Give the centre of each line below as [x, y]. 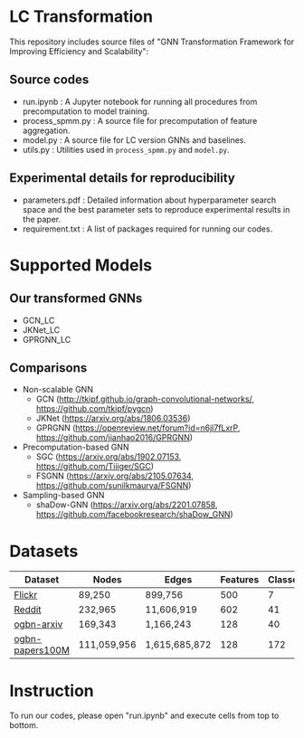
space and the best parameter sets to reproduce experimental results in [156, 209]
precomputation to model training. [86, 111]
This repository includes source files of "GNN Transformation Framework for [152, 42]
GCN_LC [38, 320]
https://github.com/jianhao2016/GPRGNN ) [114, 438]
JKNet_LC [41, 330]
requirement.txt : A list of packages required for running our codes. [147, 229]
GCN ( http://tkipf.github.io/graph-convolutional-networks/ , [145, 399]
